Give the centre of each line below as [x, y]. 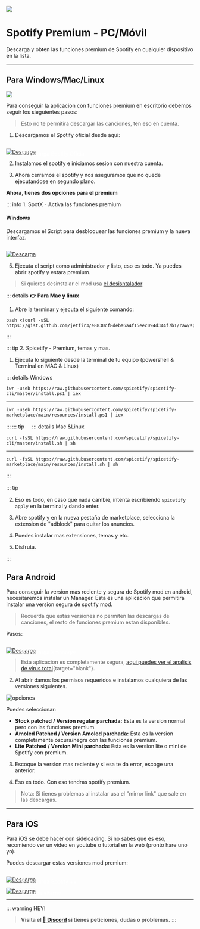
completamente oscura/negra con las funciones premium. [86, 740]
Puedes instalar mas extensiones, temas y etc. [72, 535]
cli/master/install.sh [34, 443]
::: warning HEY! [26, 908]
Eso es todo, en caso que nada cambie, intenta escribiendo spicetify [100, 499]
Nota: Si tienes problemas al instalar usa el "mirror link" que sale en [103, 793]
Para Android [31, 577]
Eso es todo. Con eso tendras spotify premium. [73, 782]
